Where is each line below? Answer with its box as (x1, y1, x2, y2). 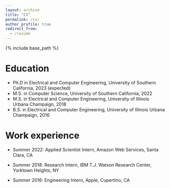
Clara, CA (12, 152, 33, 158)
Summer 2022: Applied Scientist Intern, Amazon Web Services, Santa (12, 146, 159, 152)
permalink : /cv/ (5, 17, 40, 22)
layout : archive (5, 7, 40, 13)
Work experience (5, 130, 80, 141)
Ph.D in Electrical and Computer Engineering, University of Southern (12, 79, 156, 85)
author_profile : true (5, 21, 51, 27)
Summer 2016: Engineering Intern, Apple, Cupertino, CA (12, 177, 130, 183)
